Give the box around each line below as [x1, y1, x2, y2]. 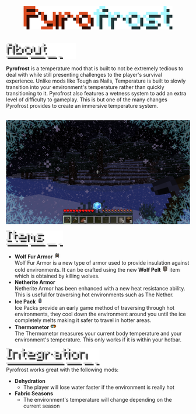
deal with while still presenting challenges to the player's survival [6, 71, 162, 78]
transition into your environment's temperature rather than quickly [6, 84, 164, 90]
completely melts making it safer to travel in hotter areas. [14, 316, 152, 324]
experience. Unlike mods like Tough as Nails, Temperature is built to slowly [6, 77, 186, 84]
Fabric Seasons [14, 389, 54, 397]
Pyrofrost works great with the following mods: [6, 366, 119, 373]
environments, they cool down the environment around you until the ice [14, 310, 186, 317]
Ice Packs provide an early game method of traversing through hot [14, 304, 175, 311]
